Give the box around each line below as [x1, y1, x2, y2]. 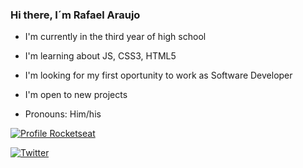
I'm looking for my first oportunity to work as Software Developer [24, 69, 293, 82]
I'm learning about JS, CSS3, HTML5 [24, 50, 177, 62]
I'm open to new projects [24, 89, 128, 101]
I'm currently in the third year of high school [24, 31, 207, 43]
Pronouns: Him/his [24, 108, 102, 120]
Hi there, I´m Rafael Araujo [10, 8, 141, 22]
